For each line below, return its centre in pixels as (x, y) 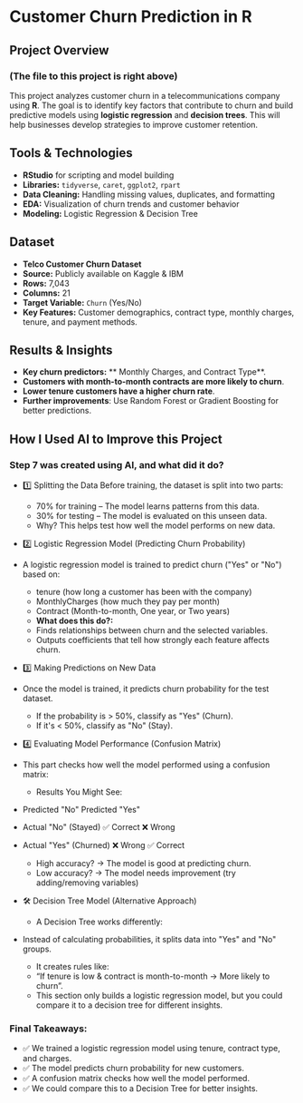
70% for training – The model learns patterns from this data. (147, 506)
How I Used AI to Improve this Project (116, 439)
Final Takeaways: (48, 1029)
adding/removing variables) (87, 883)
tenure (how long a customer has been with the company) (144, 592)
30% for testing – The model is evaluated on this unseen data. (151, 516)
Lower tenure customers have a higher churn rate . (118, 391)
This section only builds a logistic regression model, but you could (159, 996)
